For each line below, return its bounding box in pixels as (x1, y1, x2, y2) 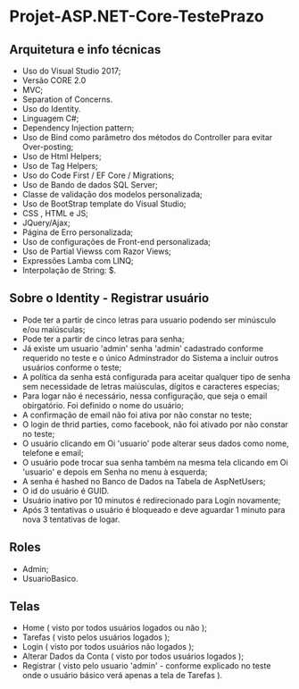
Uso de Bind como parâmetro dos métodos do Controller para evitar (21, 132, 273, 142)
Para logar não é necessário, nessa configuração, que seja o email (21, 391, 268, 401)
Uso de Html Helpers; (21, 151, 102, 162)
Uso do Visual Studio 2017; (21, 65, 121, 76)
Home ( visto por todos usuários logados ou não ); (21, 623, 207, 634)
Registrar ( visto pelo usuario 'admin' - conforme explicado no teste (21, 660, 271, 671)
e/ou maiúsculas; (21, 323, 86, 334)
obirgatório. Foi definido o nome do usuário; (21, 399, 185, 410)
